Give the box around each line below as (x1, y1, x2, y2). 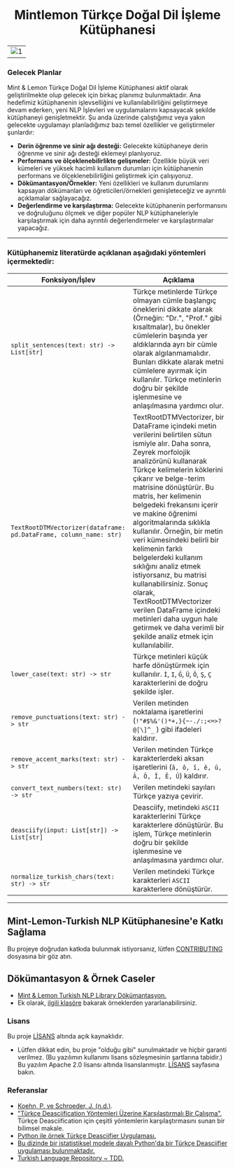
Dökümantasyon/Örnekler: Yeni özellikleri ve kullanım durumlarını (17, 179, 208, 187)
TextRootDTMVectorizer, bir (132, 412, 225, 422)
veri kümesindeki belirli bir (132, 535, 219, 545)
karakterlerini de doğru (132, 678, 208, 688)
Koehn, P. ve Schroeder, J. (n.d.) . (17, 1102, 113, 1110)
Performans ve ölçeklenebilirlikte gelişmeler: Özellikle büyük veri (17, 156, 210, 165)
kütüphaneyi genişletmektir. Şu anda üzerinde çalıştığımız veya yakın (7, 113, 206, 122)
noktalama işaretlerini (132, 707, 204, 716)
